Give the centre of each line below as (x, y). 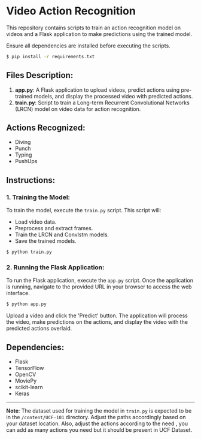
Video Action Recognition (71, 11)
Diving (23, 142)
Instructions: (31, 180)
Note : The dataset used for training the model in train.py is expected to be (99, 411)
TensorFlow (29, 368)
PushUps (26, 161)
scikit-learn (29, 387)
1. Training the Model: (38, 197)
